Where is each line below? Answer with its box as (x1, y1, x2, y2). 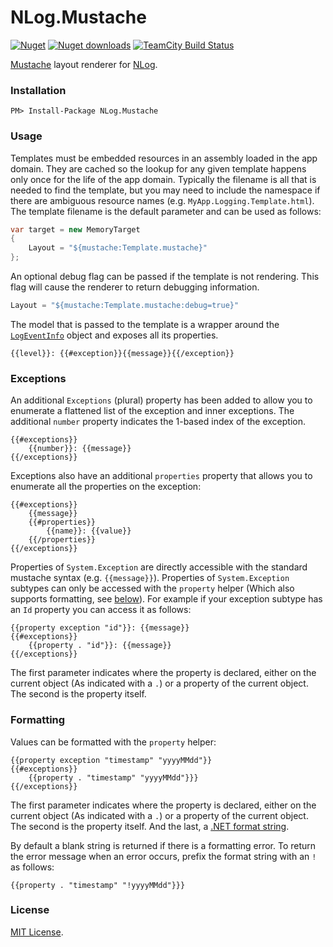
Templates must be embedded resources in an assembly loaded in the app (10, 152, 318, 164)
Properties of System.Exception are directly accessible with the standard (10, 561, 308, 573)
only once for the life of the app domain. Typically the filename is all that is (10, 173, 317, 185)
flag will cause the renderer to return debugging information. (10, 281, 260, 293)
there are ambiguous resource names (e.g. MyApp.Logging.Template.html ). (10, 194, 315, 206)
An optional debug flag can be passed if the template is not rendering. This (10, 271, 320, 283)
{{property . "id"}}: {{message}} (28, 641, 172, 651)
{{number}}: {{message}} (28, 444, 132, 454)
